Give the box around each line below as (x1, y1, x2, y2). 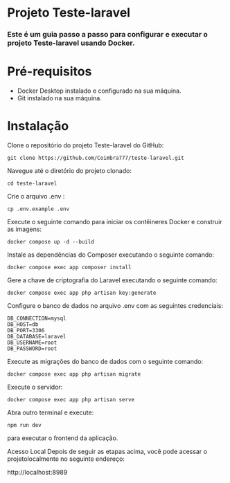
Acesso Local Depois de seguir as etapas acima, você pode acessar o (7, 447, 208, 455)
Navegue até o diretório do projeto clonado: (7, 166, 132, 174)
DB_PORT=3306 (7, 327, 45, 334)
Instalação (7, 118, 69, 134)
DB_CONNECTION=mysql (7, 315, 67, 322)
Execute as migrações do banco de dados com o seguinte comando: (7, 357, 203, 365)
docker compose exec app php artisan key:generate (7, 289, 157, 296)
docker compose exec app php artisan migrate (7, 370, 141, 378)
